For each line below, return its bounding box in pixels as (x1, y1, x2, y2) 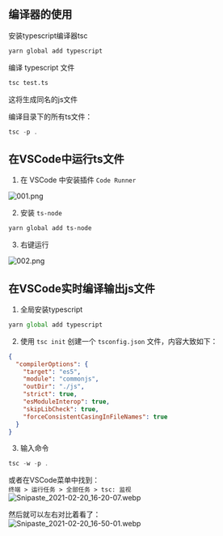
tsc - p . (8, 128, 38, 136)
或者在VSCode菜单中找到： (8, 475, 99, 485)
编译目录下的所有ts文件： (8, 112, 93, 121)
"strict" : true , (23, 390, 78, 398)
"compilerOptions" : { (15, 359, 89, 368)
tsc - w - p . (8, 460, 48, 468)
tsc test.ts (8, 79, 48, 87)
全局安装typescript (19, 304, 83, 314)
